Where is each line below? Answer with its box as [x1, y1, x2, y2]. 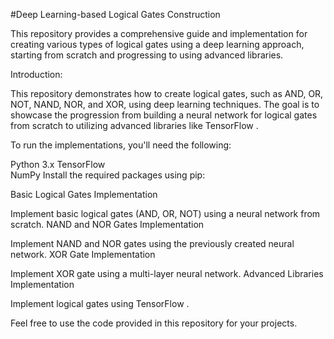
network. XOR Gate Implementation [10, 249, 156, 260]
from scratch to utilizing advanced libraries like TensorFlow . [10, 120, 259, 131]
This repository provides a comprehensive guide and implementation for [10, 28, 308, 39]
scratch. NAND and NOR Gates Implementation [10, 219, 205, 230]
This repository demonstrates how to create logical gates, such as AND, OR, [10, 88, 324, 99]
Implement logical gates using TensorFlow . [10, 298, 190, 309]
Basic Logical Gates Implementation [10, 189, 158, 200]
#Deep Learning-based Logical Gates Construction [10, 9, 221, 20]
